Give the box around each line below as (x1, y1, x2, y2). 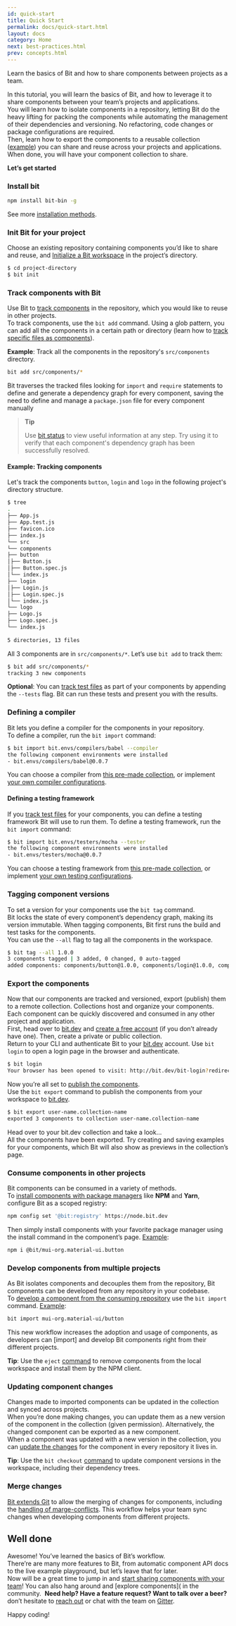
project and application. (7, 1017, 76, 1026)
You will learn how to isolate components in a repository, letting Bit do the (7, 105, 220, 113)
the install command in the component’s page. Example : (7, 1233, 169, 1241)
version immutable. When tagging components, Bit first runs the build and (7, 920, 221, 929)
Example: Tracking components (7, 462, 103, 471)
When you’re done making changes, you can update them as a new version (7, 1412, 225, 1421)
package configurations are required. (7, 128, 115, 136)
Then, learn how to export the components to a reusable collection (7, 135, 200, 143)
